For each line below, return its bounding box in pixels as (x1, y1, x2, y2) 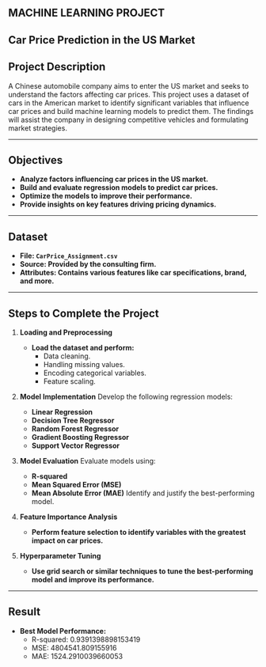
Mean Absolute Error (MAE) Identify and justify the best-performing (31, 488, 255, 498)
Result (8, 605, 41, 619)
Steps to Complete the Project (8, 306, 160, 320)
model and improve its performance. (31, 575, 154, 585)
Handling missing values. (43, 360, 125, 370)
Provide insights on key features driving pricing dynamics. (19, 199, 217, 209)
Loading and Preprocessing (19, 328, 113, 337)
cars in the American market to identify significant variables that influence (8, 98, 249, 108)
